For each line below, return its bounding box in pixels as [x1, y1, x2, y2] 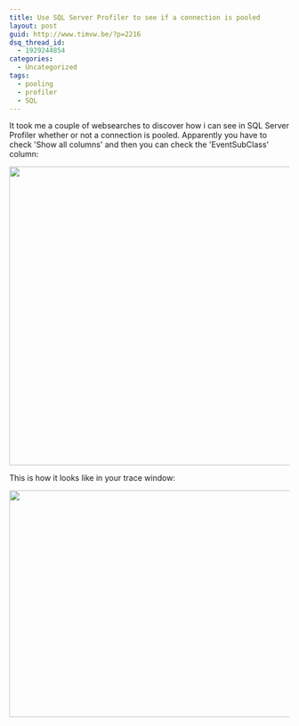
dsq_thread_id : [9, 37, 66, 47]
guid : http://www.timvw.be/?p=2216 [9, 29, 141, 38]
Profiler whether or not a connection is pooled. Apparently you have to [9, 130, 268, 141]
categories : [9, 54, 53, 63]
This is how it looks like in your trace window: [9, 473, 176, 483]
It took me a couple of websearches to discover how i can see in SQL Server [9, 120, 290, 131]
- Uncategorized [17, 63, 77, 72]
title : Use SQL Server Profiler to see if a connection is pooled [9, 12, 261, 22]
